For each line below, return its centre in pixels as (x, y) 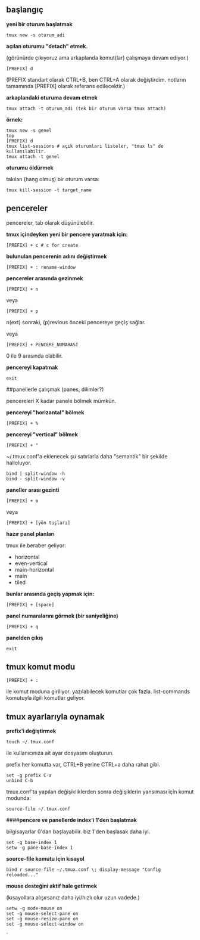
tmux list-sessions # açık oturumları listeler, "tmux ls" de (85, 146)
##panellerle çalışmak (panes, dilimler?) (55, 389)
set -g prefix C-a (29, 775)
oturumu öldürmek (30, 167)
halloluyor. (19, 463)
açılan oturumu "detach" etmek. (47, 46)
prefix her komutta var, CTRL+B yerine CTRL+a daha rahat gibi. (83, 765)
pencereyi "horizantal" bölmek (45, 412)
